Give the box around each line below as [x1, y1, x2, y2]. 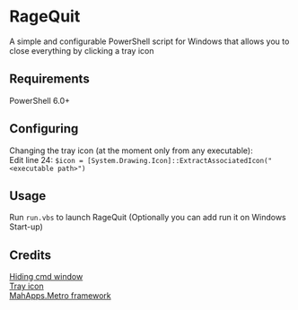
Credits [9, 247, 52, 263]
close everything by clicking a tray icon [9, 45, 154, 56]
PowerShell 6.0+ [9, 95, 70, 106]
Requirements [9, 72, 90, 87]
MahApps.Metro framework [9, 290, 112, 301]
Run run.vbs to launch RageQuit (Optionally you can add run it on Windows [9, 212, 286, 223]
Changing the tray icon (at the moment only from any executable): [9, 145, 253, 156]
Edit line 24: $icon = [9, 154, 83, 165]
